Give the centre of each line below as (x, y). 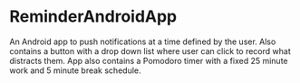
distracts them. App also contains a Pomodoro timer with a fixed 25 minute (149, 60)
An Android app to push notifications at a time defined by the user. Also (143, 41)
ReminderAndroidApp (93, 17)
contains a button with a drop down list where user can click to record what (150, 51)
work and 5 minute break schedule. (75, 70)
